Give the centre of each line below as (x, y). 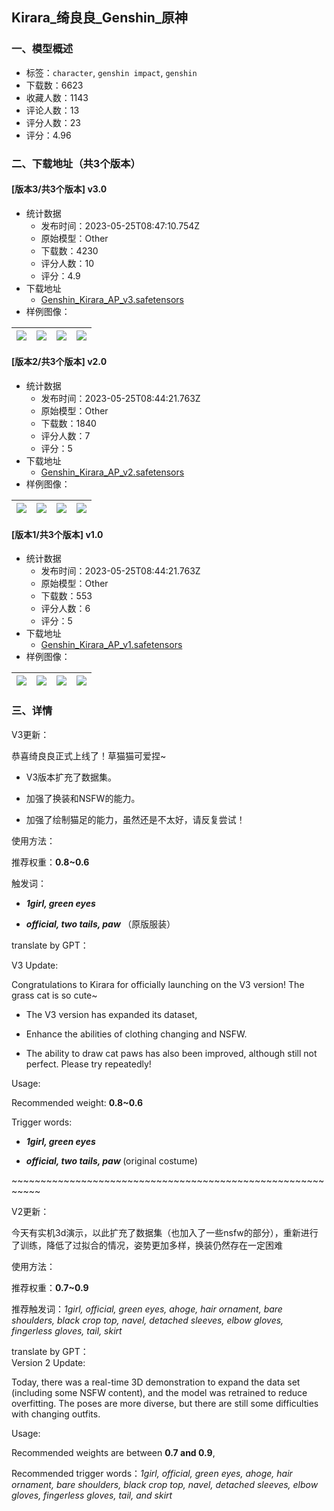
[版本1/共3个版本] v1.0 (57, 534)
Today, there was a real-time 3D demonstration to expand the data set (156, 1382)
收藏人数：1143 (57, 97)
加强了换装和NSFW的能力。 (83, 798)
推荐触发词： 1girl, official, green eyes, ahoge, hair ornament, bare (147, 1309)
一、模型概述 (42, 49)
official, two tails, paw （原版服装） (100, 924)
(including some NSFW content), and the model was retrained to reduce (159, 1392)
